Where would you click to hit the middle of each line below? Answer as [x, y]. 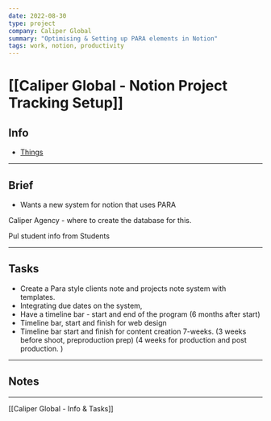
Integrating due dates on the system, [81, 305]
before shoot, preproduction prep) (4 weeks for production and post [133, 339]
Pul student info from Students [59, 236]
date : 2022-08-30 [38, 16]
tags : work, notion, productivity [67, 46]
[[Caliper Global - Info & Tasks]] [61, 408]
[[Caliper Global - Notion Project [118, 86]
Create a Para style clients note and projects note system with [123, 288]
